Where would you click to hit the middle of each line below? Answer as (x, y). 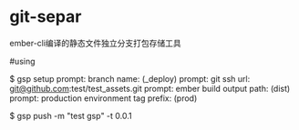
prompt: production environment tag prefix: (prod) (103, 98)
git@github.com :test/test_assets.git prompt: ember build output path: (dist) (150, 88)
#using (22, 61)
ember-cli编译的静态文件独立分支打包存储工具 (96, 43)
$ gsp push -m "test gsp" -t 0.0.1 (71, 115)
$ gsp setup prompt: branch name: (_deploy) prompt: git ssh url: (130, 78)
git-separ (46, 17)
